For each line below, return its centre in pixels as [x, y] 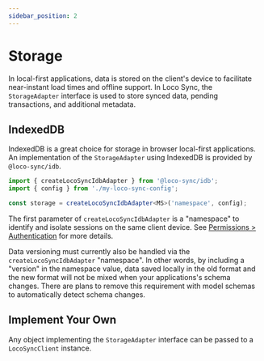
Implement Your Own [63, 320]
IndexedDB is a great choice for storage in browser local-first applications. [132, 149]
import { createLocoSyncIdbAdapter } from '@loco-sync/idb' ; [113, 181]
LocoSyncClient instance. [50, 348]
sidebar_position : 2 [43, 16]
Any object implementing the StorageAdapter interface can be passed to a [131, 339]
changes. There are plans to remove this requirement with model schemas [132, 286]
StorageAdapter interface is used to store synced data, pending [113, 96]
